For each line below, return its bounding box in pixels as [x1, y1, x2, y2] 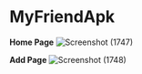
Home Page [9, 37, 55, 48]
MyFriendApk [9, 6, 116, 27]
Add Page [9, 54, 47, 65]
